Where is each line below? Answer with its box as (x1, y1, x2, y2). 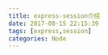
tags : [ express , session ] (8, 27, 92, 35)
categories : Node (8, 34, 67, 43)
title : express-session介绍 (8, 11, 101, 20)
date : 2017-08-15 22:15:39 (8, 19, 99, 27)
